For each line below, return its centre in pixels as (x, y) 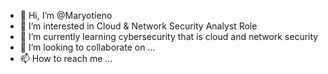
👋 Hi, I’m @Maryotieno (66, 15)
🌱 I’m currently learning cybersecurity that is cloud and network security (169, 36)
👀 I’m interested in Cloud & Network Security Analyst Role (138, 26)
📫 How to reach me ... (66, 58)
